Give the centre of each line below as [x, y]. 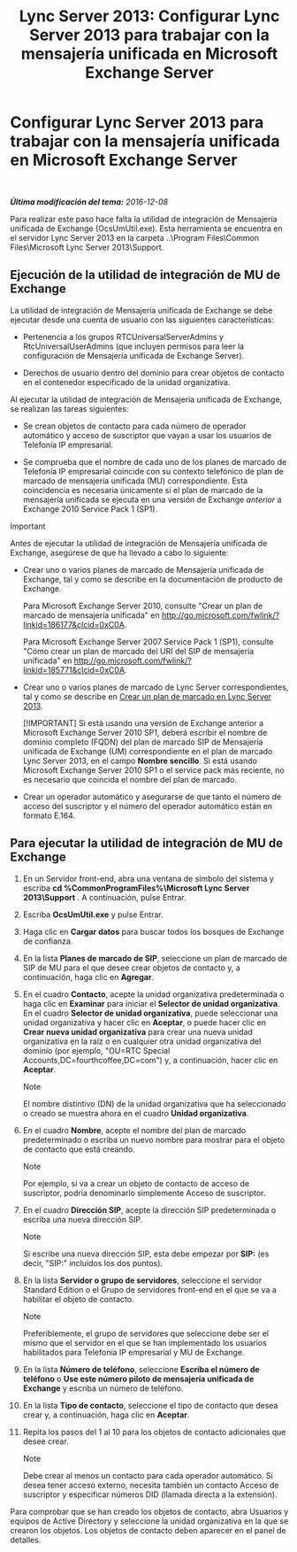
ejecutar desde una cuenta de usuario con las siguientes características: [142, 320]
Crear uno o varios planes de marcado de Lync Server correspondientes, [156, 687]
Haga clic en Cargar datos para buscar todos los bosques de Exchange [153, 931]
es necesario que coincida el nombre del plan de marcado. [130, 779]
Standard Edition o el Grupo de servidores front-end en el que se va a [150, 1289]
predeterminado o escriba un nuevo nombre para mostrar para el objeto [154, 1139]
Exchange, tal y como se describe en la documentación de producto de [153, 579]
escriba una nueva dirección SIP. [83, 1219]
